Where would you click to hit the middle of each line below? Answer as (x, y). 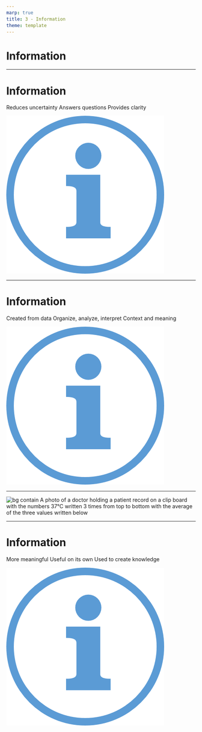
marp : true (20, 13)
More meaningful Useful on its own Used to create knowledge (83, 559)
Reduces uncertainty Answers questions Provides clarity (76, 108)
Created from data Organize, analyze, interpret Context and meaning (91, 318)
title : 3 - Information (36, 19)
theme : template (26, 25)
